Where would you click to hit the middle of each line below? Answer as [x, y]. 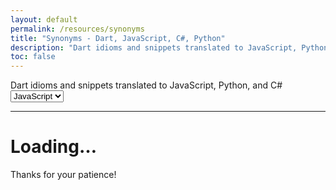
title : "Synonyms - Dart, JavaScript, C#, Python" [118, 38]
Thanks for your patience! [63, 175]
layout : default [44, 19]
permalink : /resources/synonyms [77, 29]
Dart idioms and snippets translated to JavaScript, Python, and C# [146, 85]
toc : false [33, 57]
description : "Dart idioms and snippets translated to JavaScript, [154, 47]
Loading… [53, 147]
